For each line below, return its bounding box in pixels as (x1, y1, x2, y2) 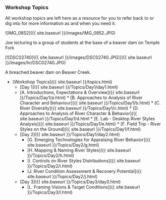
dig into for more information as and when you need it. (5, 20, 116, 26)
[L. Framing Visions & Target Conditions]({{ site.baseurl (27, 184, 140, 190)
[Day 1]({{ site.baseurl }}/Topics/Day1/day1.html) (19, 84, 118, 90)
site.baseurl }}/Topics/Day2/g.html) (27, 142, 100, 148)
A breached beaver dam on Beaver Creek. (5, 69, 91, 75)
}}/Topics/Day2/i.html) (27, 163, 73, 169)
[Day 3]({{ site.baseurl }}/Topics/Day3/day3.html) (19, 179, 121, 185)
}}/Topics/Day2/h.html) (27, 152, 74, 158)
